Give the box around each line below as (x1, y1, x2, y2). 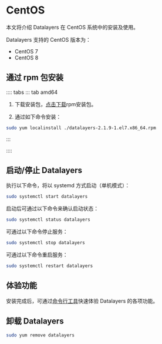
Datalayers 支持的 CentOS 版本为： (6, 36, 91, 43)
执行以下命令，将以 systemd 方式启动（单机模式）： (6, 182, 130, 189)
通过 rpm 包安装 (6, 73, 64, 83)
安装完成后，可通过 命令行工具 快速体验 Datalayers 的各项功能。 (6, 297, 158, 304)
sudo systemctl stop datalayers (6, 240, 85, 246)
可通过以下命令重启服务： (6, 251, 68, 258)
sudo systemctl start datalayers (6, 194, 88, 200)
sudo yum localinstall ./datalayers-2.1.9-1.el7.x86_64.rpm (6, 124, 157, 131)
